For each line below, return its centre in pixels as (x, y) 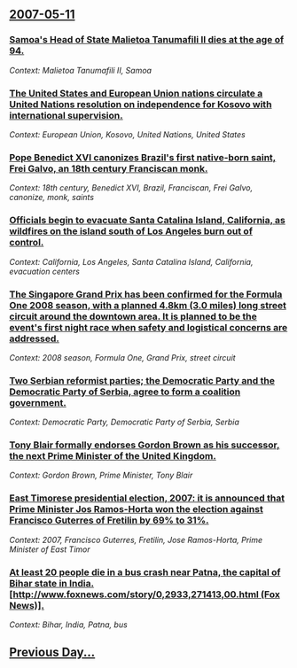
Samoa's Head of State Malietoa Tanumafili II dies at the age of (147, 40)
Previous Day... (52, 652)
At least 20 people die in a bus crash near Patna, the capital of (145, 572)
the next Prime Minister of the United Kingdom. (113, 456)
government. (38, 402)
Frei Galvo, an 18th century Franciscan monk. (109, 168)
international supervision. (66, 115)
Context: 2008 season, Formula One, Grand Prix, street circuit (123, 357)
